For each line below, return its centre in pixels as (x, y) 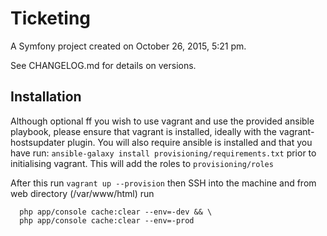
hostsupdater (38, 142)
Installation (46, 97)
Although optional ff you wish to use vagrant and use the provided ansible (162, 121)
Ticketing (51, 18)
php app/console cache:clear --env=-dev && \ (116, 212)
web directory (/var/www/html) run (82, 193)
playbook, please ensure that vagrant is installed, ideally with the (144, 131)
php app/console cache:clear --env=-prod (107, 220)
